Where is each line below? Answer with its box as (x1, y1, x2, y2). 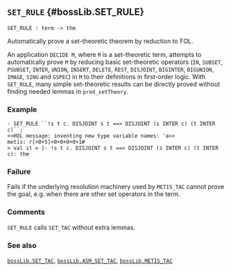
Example (7, 104, 37, 114)
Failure (7, 167, 31, 176)
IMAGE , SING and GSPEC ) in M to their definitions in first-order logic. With (7, 72, 206, 81)
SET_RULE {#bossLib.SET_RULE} (7, 6, 144, 18)
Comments (7, 207, 45, 217)
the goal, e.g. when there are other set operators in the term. (7, 190, 180, 198)
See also (7, 240, 37, 250)
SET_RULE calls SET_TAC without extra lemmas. (7, 223, 136, 231)
